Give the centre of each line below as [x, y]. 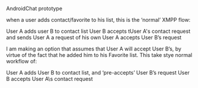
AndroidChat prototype [34, 9]
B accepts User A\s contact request [49, 79]
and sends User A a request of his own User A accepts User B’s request [94, 37]
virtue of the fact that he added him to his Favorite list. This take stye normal [99, 55]
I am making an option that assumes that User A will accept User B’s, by [94, 49]
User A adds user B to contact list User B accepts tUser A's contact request [98, 31]
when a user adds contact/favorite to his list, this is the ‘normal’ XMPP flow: [98, 20]
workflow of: [22, 61]
